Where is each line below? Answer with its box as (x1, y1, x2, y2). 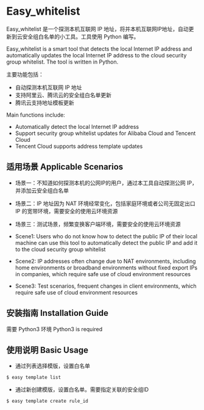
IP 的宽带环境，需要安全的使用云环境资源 (15, 207, 118, 214)
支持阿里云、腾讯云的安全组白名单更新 (15, 91, 111, 98)
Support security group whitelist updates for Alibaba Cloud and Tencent (15, 130, 196, 137)
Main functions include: (6, 111, 65, 119)
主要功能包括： (6, 70, 44, 78)
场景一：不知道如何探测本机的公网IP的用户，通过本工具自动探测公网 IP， (15, 179, 198, 186)
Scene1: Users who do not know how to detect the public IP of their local (15, 232, 198, 240)
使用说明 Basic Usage (6, 345, 88, 355)
